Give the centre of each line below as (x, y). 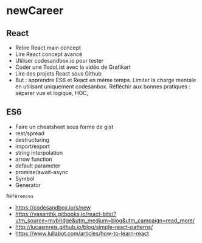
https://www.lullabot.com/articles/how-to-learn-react (82, 233)
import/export (33, 146)
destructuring (32, 139)
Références (20, 196)
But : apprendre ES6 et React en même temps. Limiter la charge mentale (106, 80)
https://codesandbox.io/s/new (53, 207)
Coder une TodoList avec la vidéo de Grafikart (73, 67)
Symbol (25, 178)
